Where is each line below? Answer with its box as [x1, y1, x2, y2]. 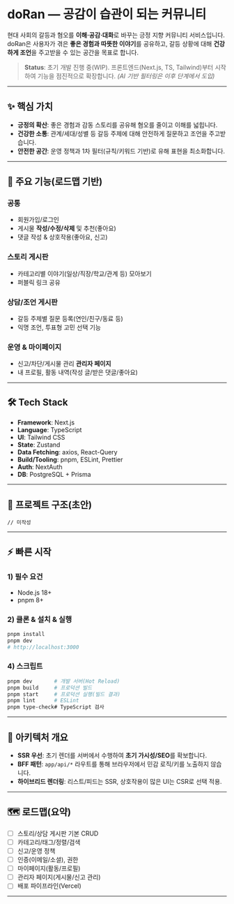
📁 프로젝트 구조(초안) [7, 498, 93, 510]
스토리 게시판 [7, 252, 49, 262]
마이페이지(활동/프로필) [17, 864, 81, 873]
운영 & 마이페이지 [7, 342, 62, 352]
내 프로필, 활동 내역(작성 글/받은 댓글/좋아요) [17, 368, 138, 377]
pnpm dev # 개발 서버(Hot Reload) [7, 678, 120, 685]
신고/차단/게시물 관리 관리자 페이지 [17, 360, 111, 368]
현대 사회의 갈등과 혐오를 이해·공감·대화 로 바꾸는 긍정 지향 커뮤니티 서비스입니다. [7, 31, 225, 39]
